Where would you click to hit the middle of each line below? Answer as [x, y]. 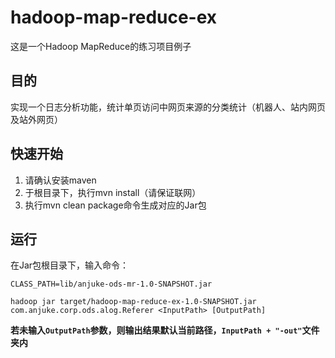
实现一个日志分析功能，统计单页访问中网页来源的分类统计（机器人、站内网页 [168, 107]
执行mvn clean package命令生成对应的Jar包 [115, 205]
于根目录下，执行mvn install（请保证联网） [113, 192]
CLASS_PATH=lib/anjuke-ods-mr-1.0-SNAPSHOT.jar [111, 284]
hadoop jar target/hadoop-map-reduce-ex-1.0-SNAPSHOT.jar [133, 302]
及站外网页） [36, 119]
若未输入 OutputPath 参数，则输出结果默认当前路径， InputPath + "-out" [156, 330]
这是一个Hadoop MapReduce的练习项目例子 [101, 46]
